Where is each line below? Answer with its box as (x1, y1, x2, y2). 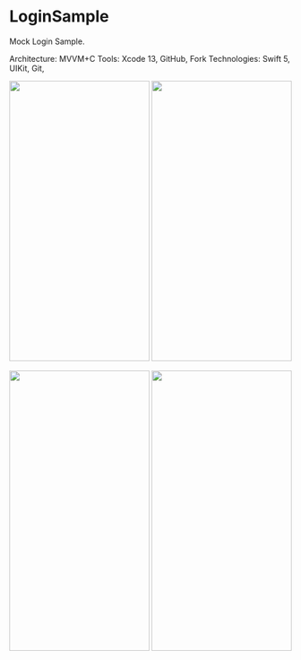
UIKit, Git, (9, 63, 45, 74)
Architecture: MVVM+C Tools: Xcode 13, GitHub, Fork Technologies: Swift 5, (9, 53, 291, 64)
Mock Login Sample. (9, 36, 85, 47)
